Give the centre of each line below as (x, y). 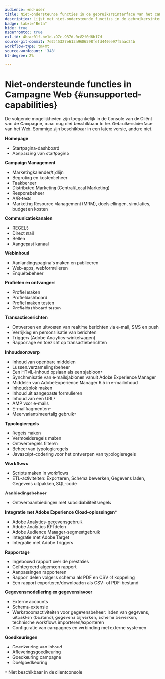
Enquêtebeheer (28, 273)
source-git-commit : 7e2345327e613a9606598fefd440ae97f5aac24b (70, 42)
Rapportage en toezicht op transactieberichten (59, 343)
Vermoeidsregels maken (37, 438)
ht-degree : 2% (20, 55)
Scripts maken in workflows (40, 473)
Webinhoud (17, 253)
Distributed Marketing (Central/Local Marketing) (61, 188)
